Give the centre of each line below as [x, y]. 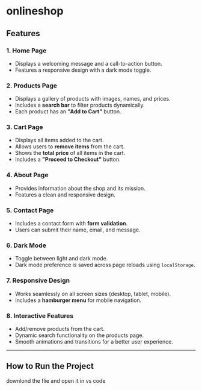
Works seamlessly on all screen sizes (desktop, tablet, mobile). [93, 294]
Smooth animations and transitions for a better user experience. [94, 341]
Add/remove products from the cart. [60, 329]
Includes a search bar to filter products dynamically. [80, 105]
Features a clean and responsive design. [65, 195]
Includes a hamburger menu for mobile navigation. [78, 300]
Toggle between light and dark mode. [61, 259]
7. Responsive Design [38, 280]
